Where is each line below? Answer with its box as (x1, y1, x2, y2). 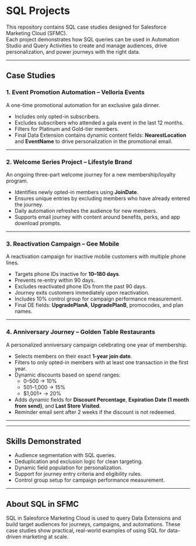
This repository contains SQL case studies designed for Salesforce (6, 23, 167, 30)
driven (6, 533, 22, 540)
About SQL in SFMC (6, 499, 79, 509)
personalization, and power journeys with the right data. (6, 48, 141, 55)
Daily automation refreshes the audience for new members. (14, 207, 157, 214)
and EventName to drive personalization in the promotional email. (14, 137, 173, 144)
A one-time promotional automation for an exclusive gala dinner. (6, 101, 160, 109)
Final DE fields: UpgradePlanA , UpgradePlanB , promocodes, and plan (14, 302, 184, 309)
